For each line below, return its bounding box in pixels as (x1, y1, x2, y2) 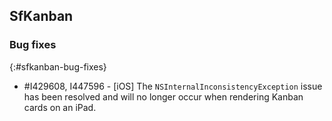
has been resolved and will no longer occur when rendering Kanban (23, 90, 304, 103)
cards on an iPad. (23, 101, 97, 113)
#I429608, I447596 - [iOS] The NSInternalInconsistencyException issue (23, 80, 323, 92)
